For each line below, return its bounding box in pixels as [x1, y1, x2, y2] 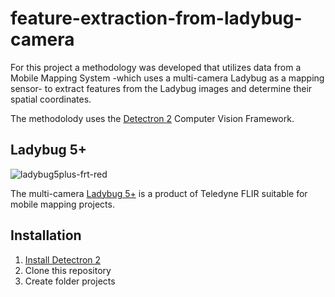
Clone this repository [24, 264, 112, 276]
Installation [10, 227, 82, 244]
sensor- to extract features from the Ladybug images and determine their [10, 82, 313, 94]
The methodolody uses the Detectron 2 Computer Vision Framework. [10, 112, 295, 124]
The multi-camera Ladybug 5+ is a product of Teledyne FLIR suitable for [10, 187, 308, 199]
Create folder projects [24, 275, 116, 287]
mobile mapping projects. [10, 198, 115, 210]
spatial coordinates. [10, 93, 92, 105]
